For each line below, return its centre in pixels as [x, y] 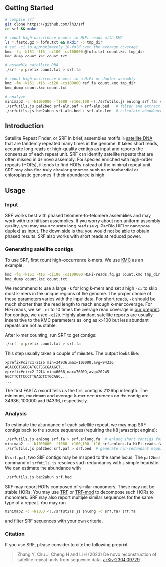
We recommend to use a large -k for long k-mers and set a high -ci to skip [81, 288]
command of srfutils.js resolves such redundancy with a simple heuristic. [82, 463]
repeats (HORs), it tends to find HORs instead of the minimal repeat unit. [79, 164]
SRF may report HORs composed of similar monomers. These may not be [80, 487]
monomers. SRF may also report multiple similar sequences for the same [79, 497]
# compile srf [20, 19]
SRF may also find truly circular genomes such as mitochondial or [72, 170]
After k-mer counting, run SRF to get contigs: [51, 335]
